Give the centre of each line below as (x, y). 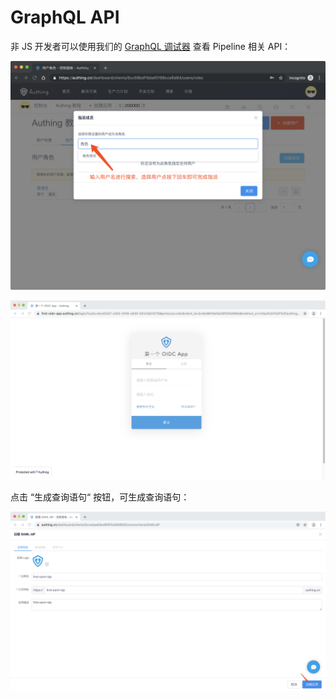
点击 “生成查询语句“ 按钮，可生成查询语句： (100, 497)
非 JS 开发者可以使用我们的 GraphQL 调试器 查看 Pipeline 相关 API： (151, 46)
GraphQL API (65, 17)
